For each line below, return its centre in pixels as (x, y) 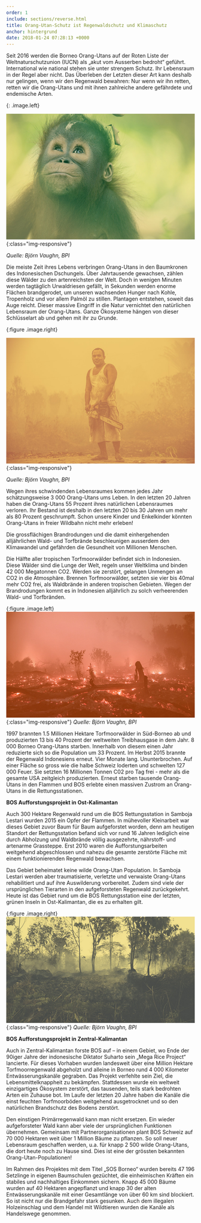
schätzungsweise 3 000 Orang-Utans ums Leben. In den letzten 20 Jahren (98, 497)
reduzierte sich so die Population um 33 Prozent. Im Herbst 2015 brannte (96, 753)
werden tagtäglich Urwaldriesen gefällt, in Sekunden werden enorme (91, 286)
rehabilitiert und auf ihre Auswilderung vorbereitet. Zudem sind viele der (95, 883)
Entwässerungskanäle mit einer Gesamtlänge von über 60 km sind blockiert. (100, 1194)
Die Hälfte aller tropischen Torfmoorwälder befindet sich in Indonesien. (94, 559)
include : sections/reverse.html (46, 19)
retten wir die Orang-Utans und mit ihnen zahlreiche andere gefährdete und (99, 87)
